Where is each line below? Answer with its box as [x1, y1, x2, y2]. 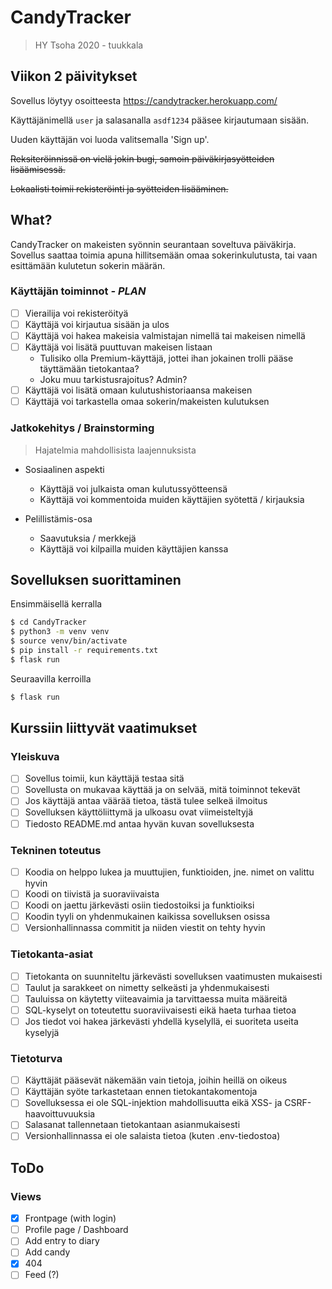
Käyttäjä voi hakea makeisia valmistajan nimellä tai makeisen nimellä [24, 329, 306, 341]
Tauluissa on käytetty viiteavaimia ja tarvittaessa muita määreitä [24, 992, 288, 1005]
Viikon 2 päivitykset [10, 68, 138, 85]
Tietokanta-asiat [10, 947, 93, 961]
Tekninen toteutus [10, 843, 102, 857]
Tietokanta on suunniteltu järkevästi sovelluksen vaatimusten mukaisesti [24, 970, 323, 982]
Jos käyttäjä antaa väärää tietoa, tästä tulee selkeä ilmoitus [24, 795, 268, 807]
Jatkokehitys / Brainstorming [10, 421, 155, 435]
